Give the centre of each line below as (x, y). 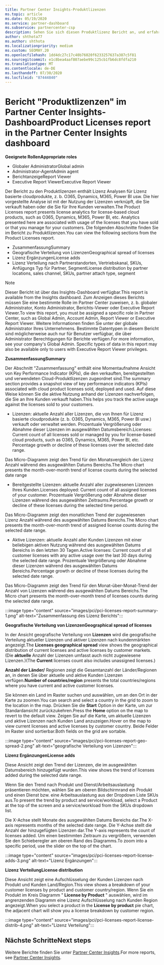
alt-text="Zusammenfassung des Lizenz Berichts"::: (71, 616)
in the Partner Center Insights (66, 133)
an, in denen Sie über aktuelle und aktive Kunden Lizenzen (64, 675)
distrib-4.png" (19, 925)
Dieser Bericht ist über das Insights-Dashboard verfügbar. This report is (76, 292)
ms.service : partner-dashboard (37, 23)
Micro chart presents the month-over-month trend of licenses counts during (82, 596)
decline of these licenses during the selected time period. (70, 505)
